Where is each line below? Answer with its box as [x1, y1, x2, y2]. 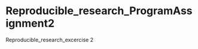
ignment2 [5, 17, 55, 30]
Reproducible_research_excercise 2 [5, 36, 94, 43]
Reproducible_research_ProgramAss [5, 4, 193, 18]
